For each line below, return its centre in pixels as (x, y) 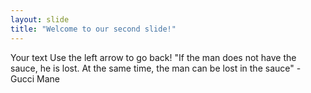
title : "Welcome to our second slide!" (93, 29)
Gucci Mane (35, 78)
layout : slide (40, 19)
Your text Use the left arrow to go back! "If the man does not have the (153, 57)
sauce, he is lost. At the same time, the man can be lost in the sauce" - (156, 68)
